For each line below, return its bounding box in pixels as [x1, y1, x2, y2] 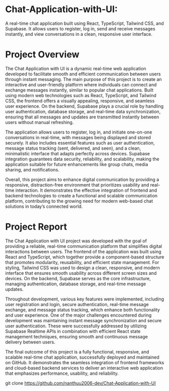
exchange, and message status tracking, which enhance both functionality [5, 307, 160, 313]
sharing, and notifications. [5, 166, 60, 172]
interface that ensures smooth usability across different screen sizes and [5, 270, 157, 276]
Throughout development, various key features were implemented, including [5, 296, 164, 302]
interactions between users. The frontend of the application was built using [5, 248, 161, 254]
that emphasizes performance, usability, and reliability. [5, 370, 119, 376]
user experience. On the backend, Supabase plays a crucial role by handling [5, 103, 164, 109]
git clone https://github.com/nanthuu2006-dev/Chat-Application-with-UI [5, 380, 156, 386]
